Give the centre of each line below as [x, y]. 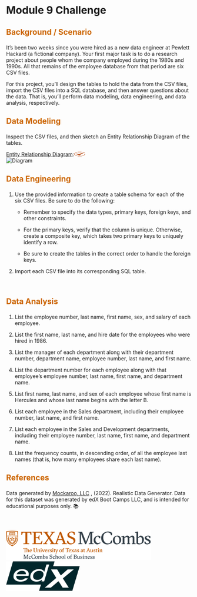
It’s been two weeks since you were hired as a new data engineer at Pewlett [98, 47]
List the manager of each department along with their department [94, 352]
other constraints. [45, 218]
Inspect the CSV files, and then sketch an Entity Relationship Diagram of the [98, 137]
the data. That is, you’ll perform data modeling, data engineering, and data [96, 96]
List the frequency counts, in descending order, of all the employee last [101, 453]
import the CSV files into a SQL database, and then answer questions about [98, 90]
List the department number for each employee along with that [90, 370]
